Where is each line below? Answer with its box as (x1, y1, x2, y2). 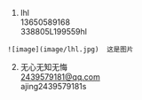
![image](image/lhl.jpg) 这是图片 (7, 45, 134, 54)
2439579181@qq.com (20, 72, 100, 82)
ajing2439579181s (20, 81, 87, 91)
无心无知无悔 (20, 62, 67, 72)
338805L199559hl (20, 27, 87, 36)
